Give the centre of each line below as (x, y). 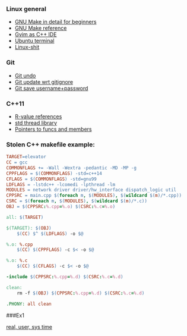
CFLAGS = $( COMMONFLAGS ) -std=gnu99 (51, 179)
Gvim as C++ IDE (36, 34)
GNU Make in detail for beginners (56, 22)
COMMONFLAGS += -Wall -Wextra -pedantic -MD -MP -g (71, 168)
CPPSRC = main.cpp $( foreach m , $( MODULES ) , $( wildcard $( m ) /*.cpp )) (94, 196)
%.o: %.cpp (20, 244)
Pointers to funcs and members (53, 129)
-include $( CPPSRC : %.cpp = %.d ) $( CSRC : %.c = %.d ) (65, 277)
